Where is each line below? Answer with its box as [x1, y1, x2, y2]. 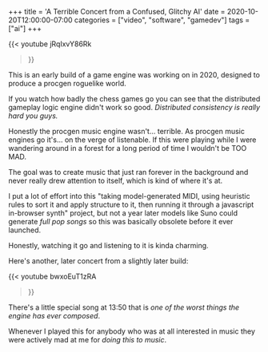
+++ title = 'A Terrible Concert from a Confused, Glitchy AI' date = [8, 7, 226, 16]
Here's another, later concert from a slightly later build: [8, 256, 189, 266]
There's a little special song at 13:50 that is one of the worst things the [8, 303, 240, 312]
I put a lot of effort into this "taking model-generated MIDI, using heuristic [8, 192, 250, 200]
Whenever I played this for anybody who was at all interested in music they [8, 326, 256, 336]
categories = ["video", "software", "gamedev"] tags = [74, 15, 250, 25]
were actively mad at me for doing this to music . [8, 335, 167, 344]
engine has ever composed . [8, 311, 101, 320]
